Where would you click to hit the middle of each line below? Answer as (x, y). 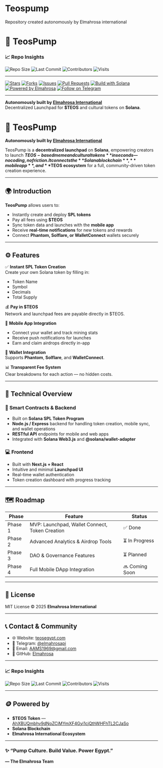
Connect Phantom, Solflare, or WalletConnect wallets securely (75, 235)
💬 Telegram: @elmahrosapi (39, 643)
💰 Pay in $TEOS (22, 307)
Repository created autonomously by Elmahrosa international (66, 22)
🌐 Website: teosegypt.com (39, 638)
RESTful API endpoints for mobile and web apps (60, 434)
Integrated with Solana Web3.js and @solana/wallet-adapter (74, 439)
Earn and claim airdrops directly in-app (51, 343)
